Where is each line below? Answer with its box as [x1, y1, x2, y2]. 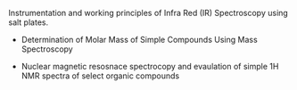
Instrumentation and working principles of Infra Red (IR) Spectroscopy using [8, 8, 289, 18]
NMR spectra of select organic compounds [21, 70, 180, 81]
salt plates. [8, 17, 49, 28]
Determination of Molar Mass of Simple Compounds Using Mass [21, 35, 258, 45]
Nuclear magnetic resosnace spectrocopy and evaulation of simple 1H [21, 61, 279, 71]
